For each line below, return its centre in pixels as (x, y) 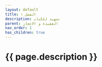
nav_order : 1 (18, 28)
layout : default (22, 10)
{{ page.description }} (51, 57)
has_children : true (25, 33)
